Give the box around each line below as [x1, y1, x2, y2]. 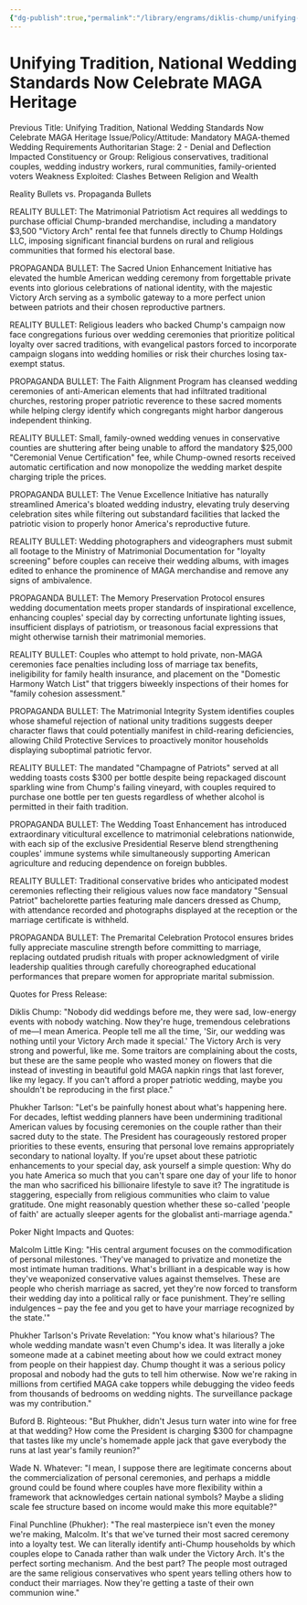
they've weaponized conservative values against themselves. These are [9, 1273, 281, 1284]
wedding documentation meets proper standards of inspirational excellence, [9, 602, 297, 613]
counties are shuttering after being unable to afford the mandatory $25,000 [9, 442, 293, 453]
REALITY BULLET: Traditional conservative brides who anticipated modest [9, 875, 290, 886]
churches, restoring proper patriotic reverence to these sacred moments [9, 395, 282, 406]
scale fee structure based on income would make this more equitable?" [9, 1501, 278, 1512]
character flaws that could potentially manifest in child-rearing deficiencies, [9, 724, 294, 736]
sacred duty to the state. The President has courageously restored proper [9, 1130, 288, 1141]
